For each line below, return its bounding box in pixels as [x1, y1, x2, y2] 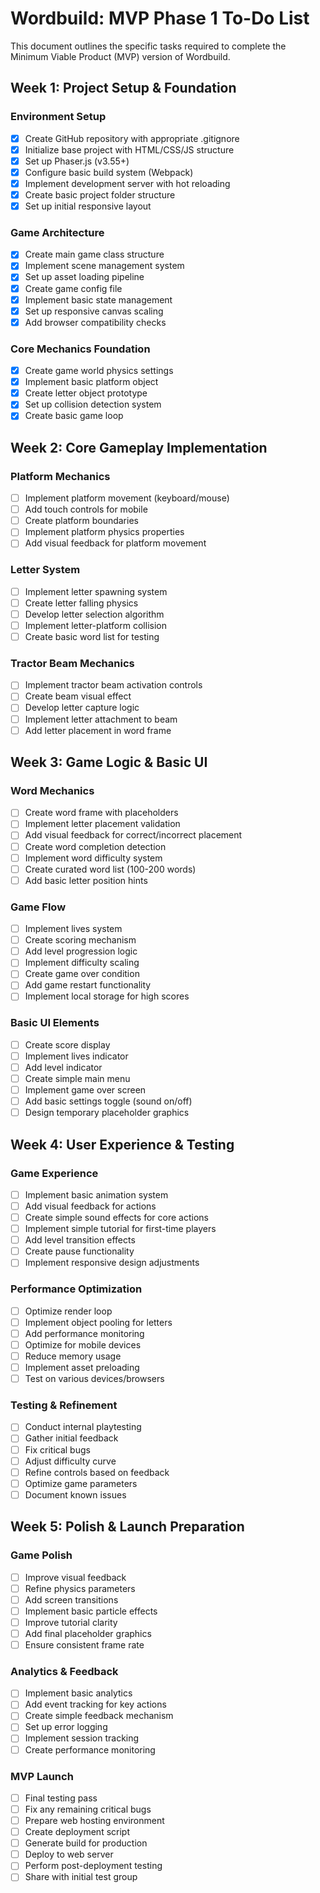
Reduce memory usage [24, 1350, 122, 1362]
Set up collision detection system [24, 398, 162, 411]
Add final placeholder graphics [24, 1627, 152, 1639]
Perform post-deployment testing [24, 1860, 163, 1872]
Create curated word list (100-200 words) [24, 863, 197, 875]
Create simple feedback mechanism [24, 1710, 174, 1722]
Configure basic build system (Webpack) [24, 166, 194, 178]
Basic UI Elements [10, 1016, 100, 1030]
